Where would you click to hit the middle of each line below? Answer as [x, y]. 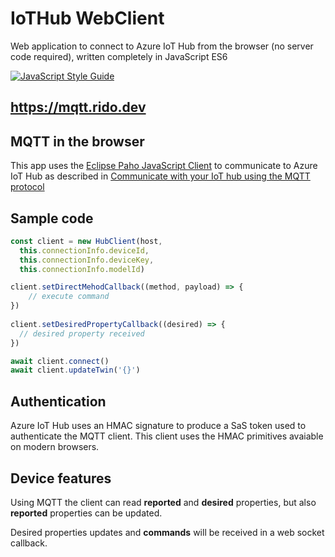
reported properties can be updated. [86, 513]
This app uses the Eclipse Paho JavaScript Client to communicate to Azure [164, 166]
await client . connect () [60, 361]
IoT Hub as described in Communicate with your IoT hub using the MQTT [160, 176]
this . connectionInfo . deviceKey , [87, 260]
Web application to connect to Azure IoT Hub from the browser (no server [162, 46]
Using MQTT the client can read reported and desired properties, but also [163, 502]
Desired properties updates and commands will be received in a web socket [167, 532]
